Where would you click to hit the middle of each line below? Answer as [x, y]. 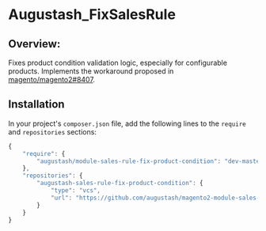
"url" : [61, 198]
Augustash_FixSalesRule [92, 15]
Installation [36, 104]
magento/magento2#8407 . [51, 80]
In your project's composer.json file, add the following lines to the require [127, 123]
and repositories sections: [53, 131]
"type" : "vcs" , [76, 191]
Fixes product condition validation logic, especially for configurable [118, 62]
